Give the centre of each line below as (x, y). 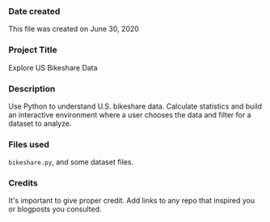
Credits (23, 183)
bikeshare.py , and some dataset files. (71, 162)
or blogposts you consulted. (55, 209)
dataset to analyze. (40, 123)
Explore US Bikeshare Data (53, 67)
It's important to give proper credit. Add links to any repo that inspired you (132, 201)
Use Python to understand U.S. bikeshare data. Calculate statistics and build (135, 106)
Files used (29, 144)
